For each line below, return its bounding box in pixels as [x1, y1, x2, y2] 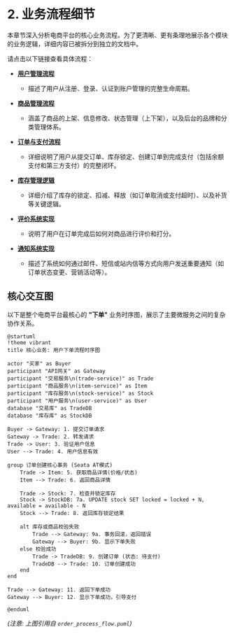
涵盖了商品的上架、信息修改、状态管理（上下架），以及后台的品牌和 [27, 113, 222, 122]
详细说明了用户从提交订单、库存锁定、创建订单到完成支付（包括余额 [27, 152, 225, 161]
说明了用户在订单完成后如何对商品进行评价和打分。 [27, 229, 176, 238]
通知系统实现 [17, 244, 55, 253]
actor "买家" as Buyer [7, 360, 71, 367]
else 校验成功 [20, 545, 57, 553]
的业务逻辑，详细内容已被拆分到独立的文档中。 [7, 39, 142, 48]
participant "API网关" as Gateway [7, 367, 106, 374]
